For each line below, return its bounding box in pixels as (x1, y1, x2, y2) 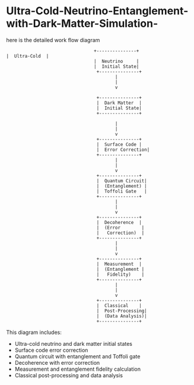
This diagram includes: (6, 329, 62, 336)
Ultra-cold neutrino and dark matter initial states (14, 340, 132, 347)
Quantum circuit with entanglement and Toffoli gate (14, 352, 141, 360)
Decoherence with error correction (14, 359, 100, 366)
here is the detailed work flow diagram (6, 36, 100, 43)
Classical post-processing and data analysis (14, 371, 123, 378)
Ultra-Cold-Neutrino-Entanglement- (6, 4, 189, 18)
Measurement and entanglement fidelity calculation (14, 365, 141, 373)
